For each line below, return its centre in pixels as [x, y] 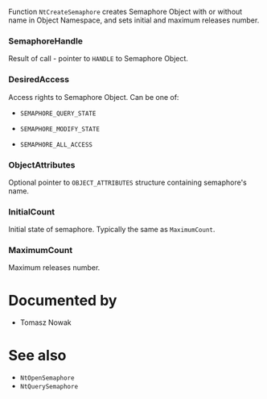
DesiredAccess [39, 80]
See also [37, 355]
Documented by [63, 300]
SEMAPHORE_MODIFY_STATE [60, 129]
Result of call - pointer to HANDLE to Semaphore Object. [99, 59]
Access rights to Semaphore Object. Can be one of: [94, 97]
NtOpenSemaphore [47, 378]
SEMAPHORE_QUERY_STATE [58, 113]
